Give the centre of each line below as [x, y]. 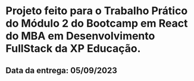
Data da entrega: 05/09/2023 [61, 70]
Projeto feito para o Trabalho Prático [97, 11]
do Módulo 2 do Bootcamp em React [97, 23]
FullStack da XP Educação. [73, 49]
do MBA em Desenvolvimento [80, 36]
